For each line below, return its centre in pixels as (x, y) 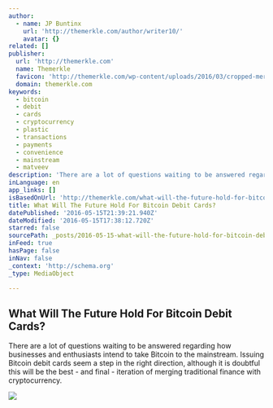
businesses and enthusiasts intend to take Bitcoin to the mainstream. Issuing (136, 354)
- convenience (39, 152)
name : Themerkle (43, 69)
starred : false (34, 228)
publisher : (27, 54)
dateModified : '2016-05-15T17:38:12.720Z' (81, 221)
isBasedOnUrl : (32, 197)
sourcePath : (28, 236)
